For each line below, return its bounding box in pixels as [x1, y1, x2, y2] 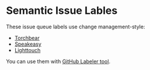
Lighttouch [14, 46, 41, 53]
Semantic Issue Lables [6, 4, 118, 17]
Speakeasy [14, 40, 42, 47]
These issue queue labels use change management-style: [6, 23, 145, 30]
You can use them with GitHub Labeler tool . [6, 58, 111, 65]
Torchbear [14, 34, 40, 41]
